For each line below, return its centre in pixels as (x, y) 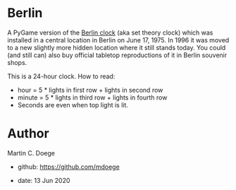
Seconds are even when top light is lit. (73, 105)
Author (28, 134)
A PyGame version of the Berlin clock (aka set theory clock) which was (110, 32)
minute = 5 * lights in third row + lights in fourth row (92, 97)
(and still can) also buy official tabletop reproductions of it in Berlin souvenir (117, 55)
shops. (17, 62)
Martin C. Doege (31, 153)
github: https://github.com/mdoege (68, 167)
